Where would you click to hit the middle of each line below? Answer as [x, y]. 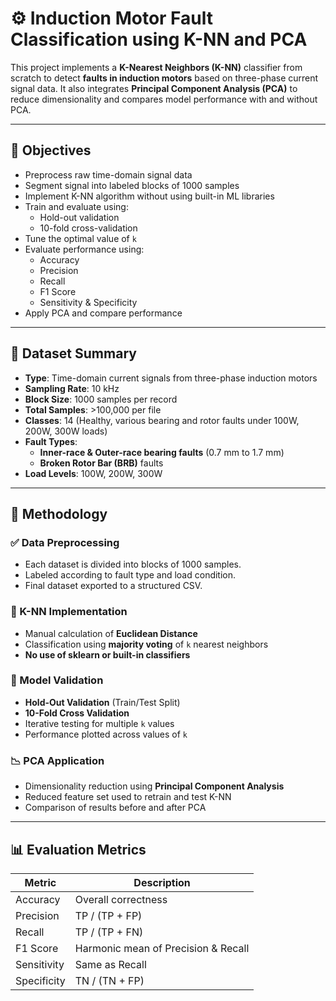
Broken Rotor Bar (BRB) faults [101, 463]
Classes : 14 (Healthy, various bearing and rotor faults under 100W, [162, 420]
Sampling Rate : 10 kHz [72, 388]
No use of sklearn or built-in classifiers [107, 654]
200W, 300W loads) [66, 431]
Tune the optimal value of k [80, 238]
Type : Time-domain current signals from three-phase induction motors [171, 378]
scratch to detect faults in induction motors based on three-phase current [164, 78]
